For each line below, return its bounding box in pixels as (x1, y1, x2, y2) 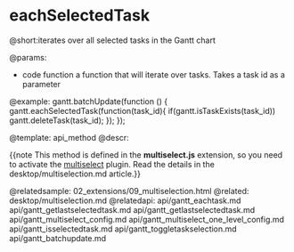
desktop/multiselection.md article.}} (9, 168, 141, 179)
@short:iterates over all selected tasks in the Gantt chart (9, 35, 216, 45)
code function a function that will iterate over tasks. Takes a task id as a (21, 69, 285, 80)
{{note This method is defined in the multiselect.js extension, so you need (9, 149, 283, 160)
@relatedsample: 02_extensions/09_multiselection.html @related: (9, 185, 249, 196)
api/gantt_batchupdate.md (9, 232, 107, 243)
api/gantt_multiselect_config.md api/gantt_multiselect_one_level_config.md (9, 214, 285, 224)
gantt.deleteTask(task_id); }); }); (9, 115, 126, 126)
